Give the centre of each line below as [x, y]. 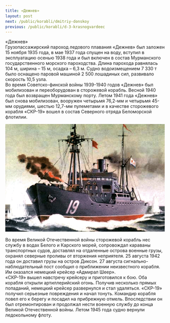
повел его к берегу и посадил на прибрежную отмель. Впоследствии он [84, 299]
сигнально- [136, 261]
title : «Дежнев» [22, 11]
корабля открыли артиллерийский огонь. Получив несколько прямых [81, 283]
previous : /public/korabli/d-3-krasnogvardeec [55, 27]
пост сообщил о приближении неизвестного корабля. [102, 267]
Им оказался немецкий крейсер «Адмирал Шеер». [60, 272]
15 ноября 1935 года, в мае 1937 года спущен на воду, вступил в [75, 53]
